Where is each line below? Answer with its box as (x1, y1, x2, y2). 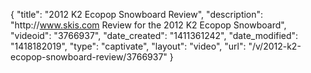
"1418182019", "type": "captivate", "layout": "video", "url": (10, 40, 247, 52)
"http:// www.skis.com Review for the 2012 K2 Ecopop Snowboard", (10, 19, 287, 31)
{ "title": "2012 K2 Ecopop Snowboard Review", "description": (10, 9, 264, 20)
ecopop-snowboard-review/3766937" (10, 51, 168, 63)
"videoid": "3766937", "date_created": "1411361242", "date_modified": (10, 30, 299, 41)
